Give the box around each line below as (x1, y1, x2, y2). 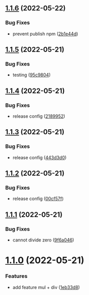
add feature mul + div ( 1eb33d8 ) (12, 284, 80, 290)
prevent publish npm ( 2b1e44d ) (12, 30, 78, 37)
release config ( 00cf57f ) (12, 195, 64, 202)
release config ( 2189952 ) (12, 113, 66, 119)
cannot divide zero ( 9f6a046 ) (12, 237, 74, 243)
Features (5, 273, 28, 280)
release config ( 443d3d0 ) (12, 154, 67, 161)
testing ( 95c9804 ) (12, 72, 51, 78)
